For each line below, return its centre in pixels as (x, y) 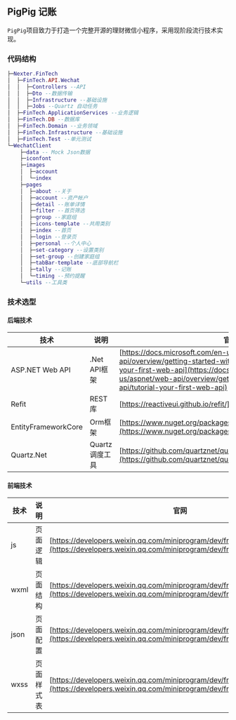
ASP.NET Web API (41, 370)
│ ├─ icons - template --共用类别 (65, 224)
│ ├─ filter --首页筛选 (53, 211)
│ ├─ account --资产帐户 (54, 198)
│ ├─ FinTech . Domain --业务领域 (53, 126)
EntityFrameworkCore (47, 427)
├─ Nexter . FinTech (33, 74)
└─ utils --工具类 (44, 283)
